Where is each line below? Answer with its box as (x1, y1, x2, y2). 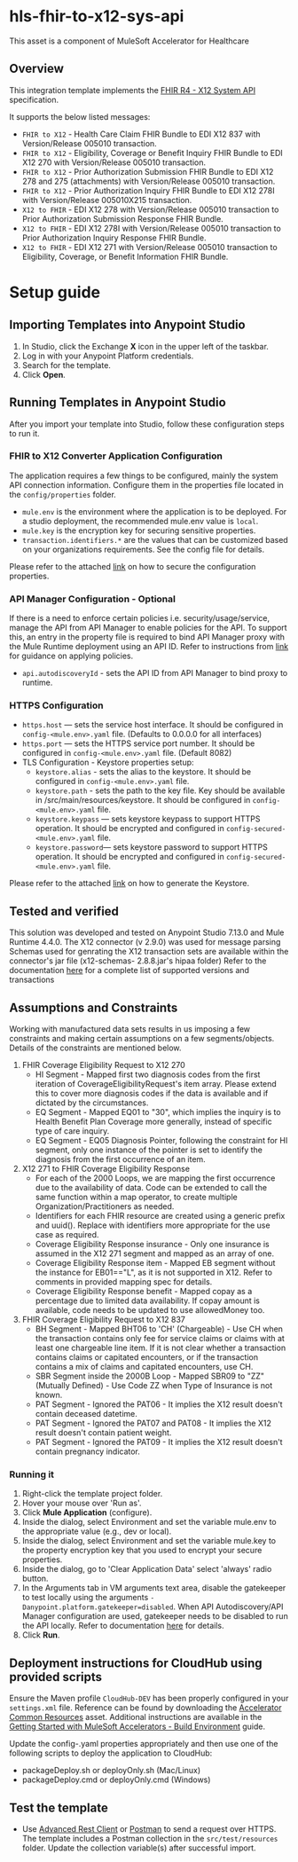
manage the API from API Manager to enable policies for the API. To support (9, 623, 287, 633)
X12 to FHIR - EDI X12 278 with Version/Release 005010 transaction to (21, 204, 279, 215)
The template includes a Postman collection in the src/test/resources (21, 1834, 278, 1843)
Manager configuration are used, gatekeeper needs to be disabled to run (21, 1611, 288, 1622)
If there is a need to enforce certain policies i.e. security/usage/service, (9, 613, 271, 624)
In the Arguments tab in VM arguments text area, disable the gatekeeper (21, 1583, 286, 1593)
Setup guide (9, 282, 101, 302)
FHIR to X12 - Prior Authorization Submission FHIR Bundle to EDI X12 (21, 166, 274, 177)
